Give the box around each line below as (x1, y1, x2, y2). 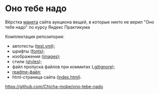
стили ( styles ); (12, 58, 42, 64)
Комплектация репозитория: (5, 34, 65, 39)
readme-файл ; (12, 69, 41, 75)
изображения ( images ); (12, 53, 61, 59)
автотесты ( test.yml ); (12, 43, 55, 49)
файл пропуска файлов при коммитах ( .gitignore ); (12, 64, 115, 70)
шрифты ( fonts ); (12, 48, 45, 54)
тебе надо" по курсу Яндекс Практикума (5, 24, 90, 30)
